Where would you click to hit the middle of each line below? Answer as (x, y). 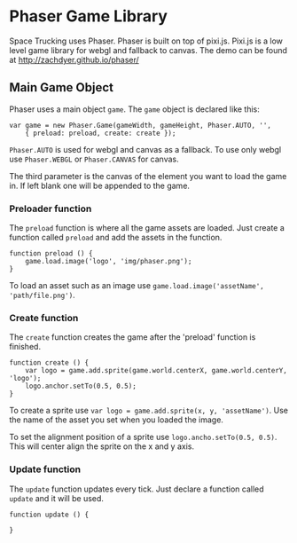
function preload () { (51, 254)
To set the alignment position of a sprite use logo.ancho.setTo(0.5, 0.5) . (143, 437)
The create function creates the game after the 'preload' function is (133, 337)
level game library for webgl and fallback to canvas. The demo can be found (148, 50)
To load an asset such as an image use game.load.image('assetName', (137, 286)
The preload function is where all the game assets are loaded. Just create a (147, 228)
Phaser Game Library (89, 16)
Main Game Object (61, 87)
